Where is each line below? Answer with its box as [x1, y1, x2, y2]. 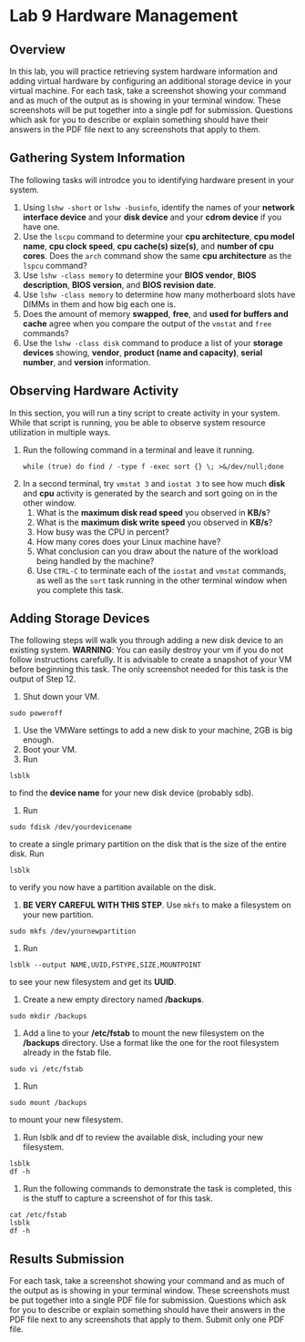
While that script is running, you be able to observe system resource [9, 416, 266, 428]
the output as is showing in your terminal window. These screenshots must [9, 1286, 290, 1296]
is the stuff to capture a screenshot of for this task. [22, 1193, 214, 1204]
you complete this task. [36, 584, 125, 595]
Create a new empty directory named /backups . [22, 994, 205, 1005]
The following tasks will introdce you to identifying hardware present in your [9, 174, 295, 185]
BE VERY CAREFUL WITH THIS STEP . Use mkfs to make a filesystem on [22, 899, 291, 911]
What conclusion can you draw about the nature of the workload [36, 546, 279, 557]
